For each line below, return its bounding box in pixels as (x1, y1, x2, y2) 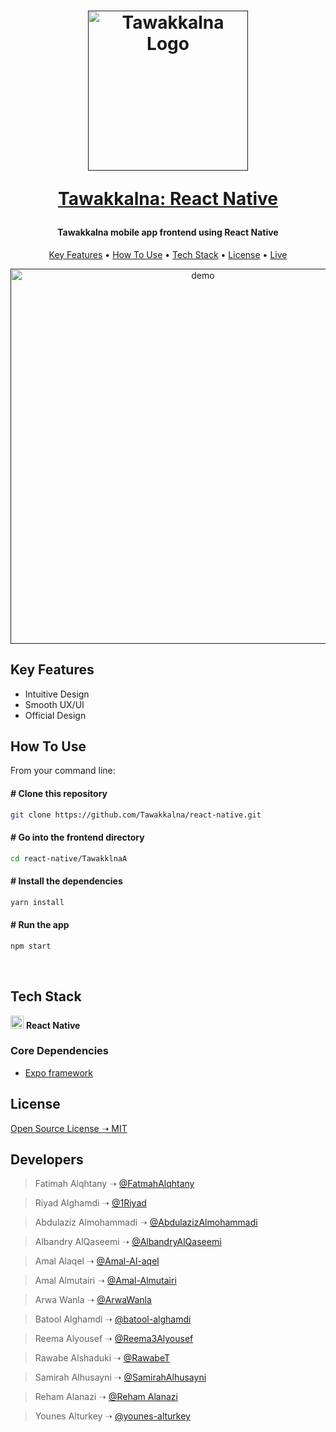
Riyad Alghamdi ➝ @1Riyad (34, 1197, 147, 1209)
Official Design (24, 709, 87, 721)
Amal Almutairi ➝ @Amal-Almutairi (34, 1275, 177, 1287)
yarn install (10, 897, 65, 907)
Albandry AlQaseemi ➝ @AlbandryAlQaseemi (34, 1236, 222, 1248)
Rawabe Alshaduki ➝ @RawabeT (34, 1352, 171, 1364)
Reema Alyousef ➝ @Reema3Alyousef (34, 1333, 194, 1345)
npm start (10, 941, 52, 951)
